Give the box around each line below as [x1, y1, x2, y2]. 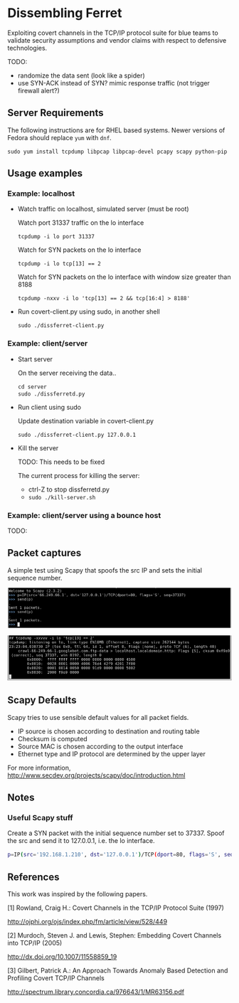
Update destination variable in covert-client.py [17, 416, 154, 425]
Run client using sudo [17, 403, 82, 411]
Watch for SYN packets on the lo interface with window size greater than [17, 272, 231, 282]
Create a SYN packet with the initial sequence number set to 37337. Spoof [7, 829, 225, 837]
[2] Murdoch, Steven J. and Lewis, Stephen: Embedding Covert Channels [7, 931, 222, 940]
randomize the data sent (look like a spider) [17, 71, 146, 80]
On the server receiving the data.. [17, 368, 117, 377]
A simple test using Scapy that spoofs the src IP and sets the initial [7, 566, 203, 574]
